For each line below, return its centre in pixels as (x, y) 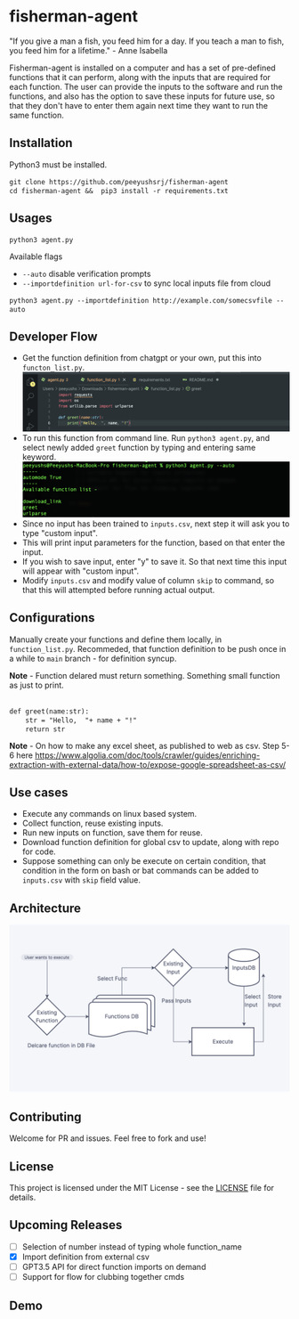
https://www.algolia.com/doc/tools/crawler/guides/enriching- (148, 755)
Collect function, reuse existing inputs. (93, 823)
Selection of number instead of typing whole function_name (132, 1246)
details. (23, 1197)
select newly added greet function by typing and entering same (139, 448)
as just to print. (36, 685)
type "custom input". (60, 533)
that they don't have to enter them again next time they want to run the (139, 105)
